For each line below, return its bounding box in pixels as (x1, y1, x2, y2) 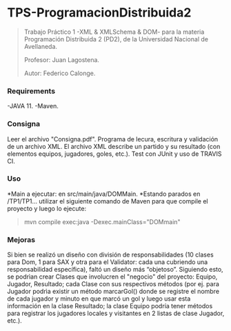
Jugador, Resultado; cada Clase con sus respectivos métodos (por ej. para (7, 280, 219, 288)
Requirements (7, 86, 56, 96)
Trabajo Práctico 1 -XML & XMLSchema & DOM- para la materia (23, 28, 205, 36)
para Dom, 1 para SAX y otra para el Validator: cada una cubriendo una (7, 258, 208, 266)
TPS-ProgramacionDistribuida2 (7, 5, 192, 21)
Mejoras (7, 234, 36, 244)
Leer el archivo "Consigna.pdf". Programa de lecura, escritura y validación (7, 134, 219, 143)
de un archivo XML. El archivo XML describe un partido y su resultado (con (7, 142, 221, 150)
